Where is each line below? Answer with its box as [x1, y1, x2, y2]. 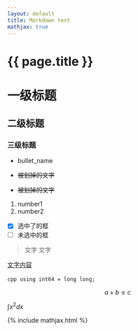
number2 [17, 207, 44, 216]
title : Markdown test [7, 17, 71, 24]
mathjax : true [7, 23, 49, 30]
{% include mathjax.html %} [7, 316, 88, 325]
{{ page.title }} [7, 53, 94, 69]
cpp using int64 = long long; [7, 276, 96, 283]
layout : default [7, 10, 55, 17]
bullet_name [17, 157, 53, 165]
